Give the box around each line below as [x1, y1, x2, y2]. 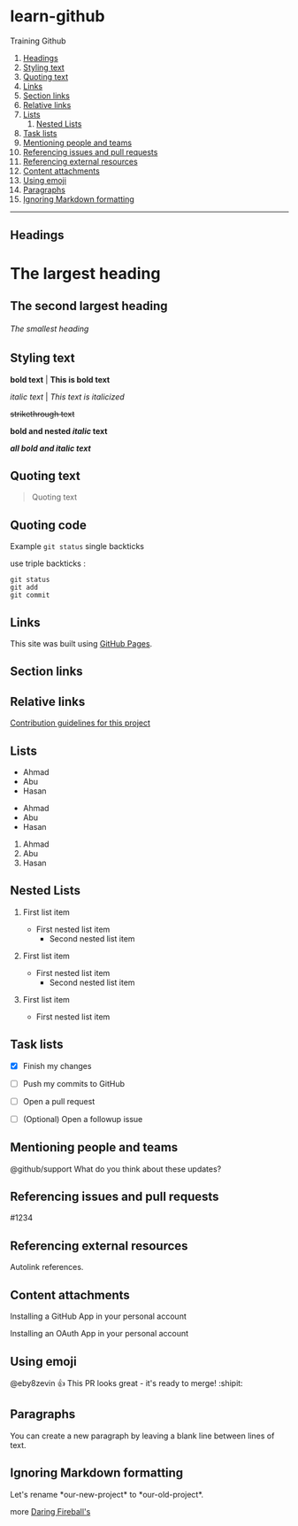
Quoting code [10, 517, 87, 532]
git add [10, 583, 39, 593]
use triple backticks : [10, 558, 87, 569]
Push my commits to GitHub [22, 1078, 125, 1088]
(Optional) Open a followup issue [22, 1113, 143, 1124]
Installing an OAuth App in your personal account [10, 1328, 189, 1339]
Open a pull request [22, 1096, 96, 1106]
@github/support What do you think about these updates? [10, 1163, 222, 1174]
